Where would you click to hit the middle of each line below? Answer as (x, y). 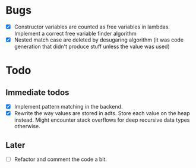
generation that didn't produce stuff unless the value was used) (92, 47)
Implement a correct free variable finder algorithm (75, 34)
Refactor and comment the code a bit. (61, 159)
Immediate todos (37, 92)
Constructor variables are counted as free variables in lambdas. (92, 27)
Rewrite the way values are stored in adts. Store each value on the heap (102, 113)
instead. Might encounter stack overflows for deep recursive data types (102, 120)
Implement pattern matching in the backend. (68, 107)
